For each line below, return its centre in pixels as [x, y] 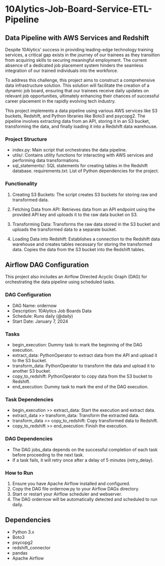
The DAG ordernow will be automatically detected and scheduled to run [85, 499]
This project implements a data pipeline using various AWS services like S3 [81, 111]
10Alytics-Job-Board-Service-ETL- [79, 9]
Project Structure [26, 139]
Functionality [21, 184]
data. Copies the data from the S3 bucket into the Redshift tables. [79, 249]
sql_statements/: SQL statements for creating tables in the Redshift [80, 166]
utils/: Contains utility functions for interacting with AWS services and [82, 155]
